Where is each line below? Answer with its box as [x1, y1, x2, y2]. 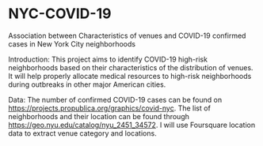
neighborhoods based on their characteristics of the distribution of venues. [8, 62, 253, 72]
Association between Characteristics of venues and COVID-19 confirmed [8, 31, 246, 40]
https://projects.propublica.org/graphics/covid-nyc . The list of [8, 103, 212, 113]
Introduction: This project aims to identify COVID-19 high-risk [8, 54, 208, 64]
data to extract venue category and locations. [8, 128, 157, 138]
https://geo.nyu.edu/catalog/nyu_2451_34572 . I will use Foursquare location [8, 120, 256, 129]
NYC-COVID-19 [8, 5, 112, 23]
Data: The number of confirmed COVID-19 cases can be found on [8, 95, 223, 104]
